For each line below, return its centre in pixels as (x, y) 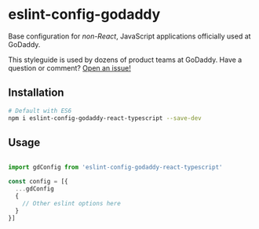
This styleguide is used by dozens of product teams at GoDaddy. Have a (125, 60)
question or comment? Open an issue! (69, 67)
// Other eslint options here (72, 203)
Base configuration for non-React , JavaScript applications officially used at (129, 36)
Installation (36, 93)
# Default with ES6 (40, 111)
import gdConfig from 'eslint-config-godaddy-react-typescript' (115, 167)
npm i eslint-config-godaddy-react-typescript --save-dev (105, 118)
